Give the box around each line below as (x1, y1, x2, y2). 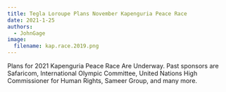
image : (7, 36, 27, 43)
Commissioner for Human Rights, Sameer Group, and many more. (7, 77, 198, 84)
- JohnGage (13, 29, 46, 37)
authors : (7, 23, 33, 30)
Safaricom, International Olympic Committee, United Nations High (7, 69, 198, 77)
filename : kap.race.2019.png (13, 43, 99, 49)
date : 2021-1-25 (7, 17, 55, 24)
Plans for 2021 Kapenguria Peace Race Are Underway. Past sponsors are (7, 62, 220, 70)
